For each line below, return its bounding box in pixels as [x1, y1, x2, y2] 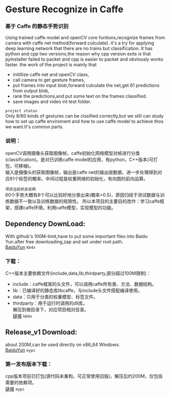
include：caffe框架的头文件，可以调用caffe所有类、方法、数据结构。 [12, 281, 157, 287]
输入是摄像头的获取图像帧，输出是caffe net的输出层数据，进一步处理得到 [5, 169, 158, 175]
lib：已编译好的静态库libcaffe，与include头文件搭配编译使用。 [12, 287, 143, 294]
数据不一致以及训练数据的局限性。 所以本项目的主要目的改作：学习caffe [9, 198, 160, 204]
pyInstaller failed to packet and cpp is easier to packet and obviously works [5, 56, 164, 62]
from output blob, [12, 88, 50, 94]
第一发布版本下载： [5, 360, 52, 367]
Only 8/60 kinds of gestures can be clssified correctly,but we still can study [5, 113, 164, 119]
